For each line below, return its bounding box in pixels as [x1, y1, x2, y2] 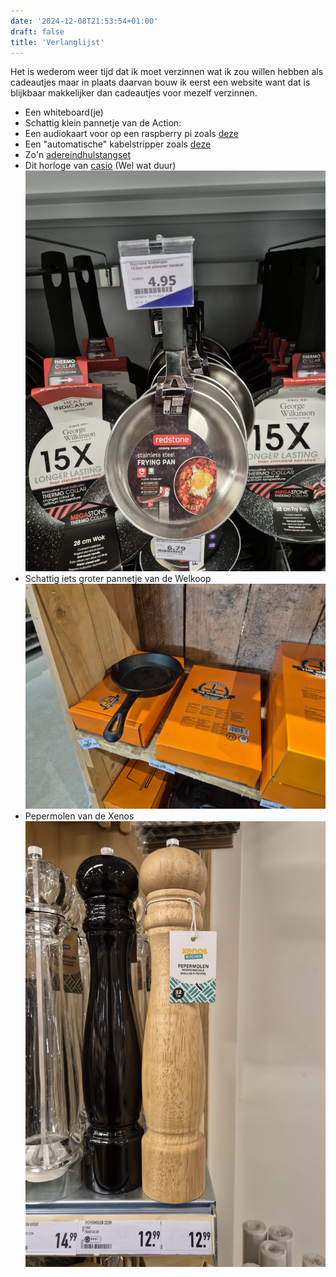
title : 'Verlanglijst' [10, 37, 105, 47]
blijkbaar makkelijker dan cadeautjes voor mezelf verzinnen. [10, 87, 258, 99]
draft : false [10, 26, 65, 37]
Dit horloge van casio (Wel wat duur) [24, 160, 177, 172]
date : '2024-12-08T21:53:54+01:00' [10, 16, 159, 26]
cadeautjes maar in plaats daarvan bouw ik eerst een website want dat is [10, 76, 311, 89]
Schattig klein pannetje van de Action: [24, 117, 182, 129]
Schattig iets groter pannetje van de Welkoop [24, 572, 212, 584]
